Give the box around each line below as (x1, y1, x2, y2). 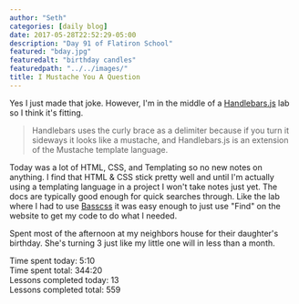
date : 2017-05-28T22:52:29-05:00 (9, 30, 137, 39)
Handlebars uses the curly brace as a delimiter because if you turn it (31, 125, 290, 136)
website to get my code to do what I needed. (9, 210, 178, 221)
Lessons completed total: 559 (9, 284, 121, 295)
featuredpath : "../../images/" (9, 65, 129, 74)
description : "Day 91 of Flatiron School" (9, 38, 173, 48)
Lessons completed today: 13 (9, 274, 119, 285)
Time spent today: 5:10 (9, 255, 96, 266)
